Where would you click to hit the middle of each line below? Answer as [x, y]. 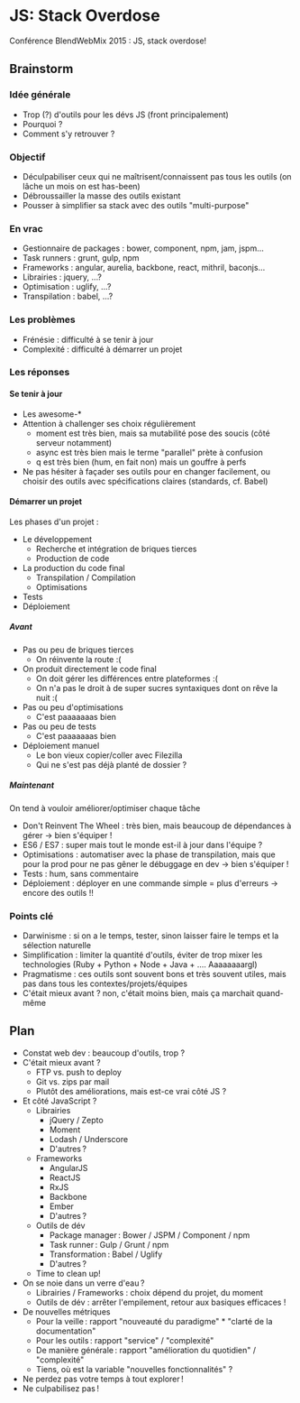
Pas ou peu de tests [59, 726]
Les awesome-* [52, 414]
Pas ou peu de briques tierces [78, 650]
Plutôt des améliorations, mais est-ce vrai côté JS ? [131, 1091]
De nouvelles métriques [66, 1311]
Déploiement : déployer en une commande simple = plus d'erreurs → [150, 883]
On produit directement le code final [90, 669]
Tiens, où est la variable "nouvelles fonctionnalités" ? [134, 1369]
